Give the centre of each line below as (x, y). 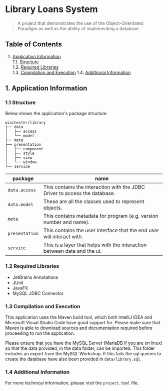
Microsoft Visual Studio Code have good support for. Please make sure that (83, 323)
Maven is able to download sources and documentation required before (79, 328)
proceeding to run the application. (40, 333)
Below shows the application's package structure (56, 114)
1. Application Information (46, 88)
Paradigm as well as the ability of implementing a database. (78, 28)
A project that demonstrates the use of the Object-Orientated (80, 23)
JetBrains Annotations (35, 277)
